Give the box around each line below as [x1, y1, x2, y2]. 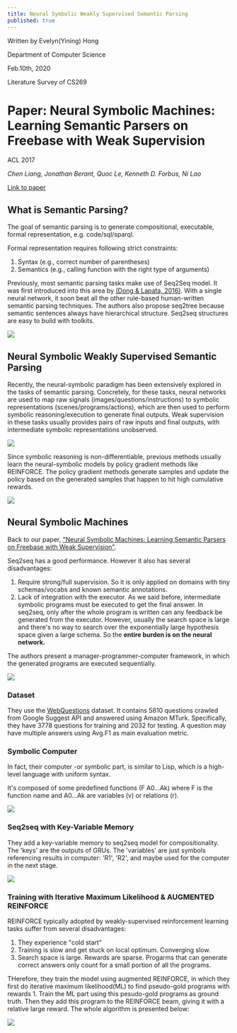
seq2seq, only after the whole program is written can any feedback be [17, 607, 223, 616]
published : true [7, 17, 55, 24]
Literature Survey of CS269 [7, 77, 87, 86]
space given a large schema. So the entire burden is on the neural [17, 630, 212, 638]
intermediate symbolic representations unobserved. [7, 426, 158, 434]
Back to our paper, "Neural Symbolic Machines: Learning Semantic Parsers [7, 535, 226, 543]
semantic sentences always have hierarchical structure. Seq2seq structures [7, 309, 229, 317]
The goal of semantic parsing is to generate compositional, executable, [7, 222, 214, 231]
